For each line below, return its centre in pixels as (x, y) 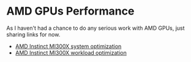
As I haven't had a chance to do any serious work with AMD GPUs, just (95, 28)
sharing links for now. (33, 34)
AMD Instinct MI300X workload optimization (71, 52)
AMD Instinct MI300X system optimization (68, 46)
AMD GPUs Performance (70, 11)
